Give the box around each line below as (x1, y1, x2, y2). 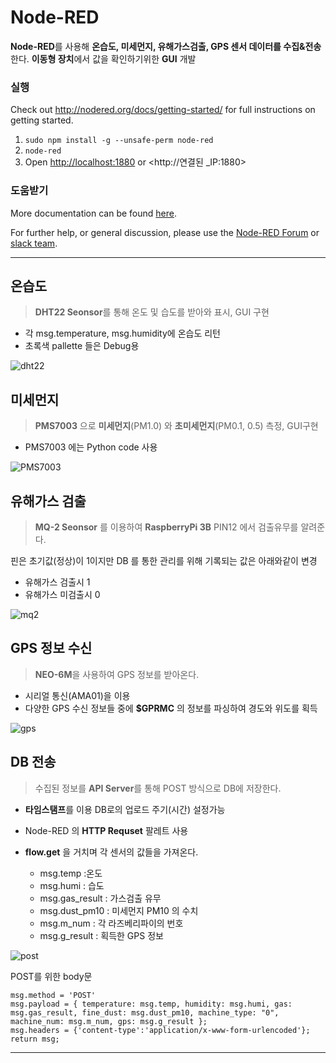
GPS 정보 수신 (10, 640, 93, 657)
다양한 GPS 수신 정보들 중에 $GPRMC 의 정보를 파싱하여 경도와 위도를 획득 (24, 702, 318, 714)
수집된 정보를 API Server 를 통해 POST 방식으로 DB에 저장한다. (34, 782, 282, 794)
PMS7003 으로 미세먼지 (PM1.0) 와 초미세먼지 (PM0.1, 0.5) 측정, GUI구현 (34, 420, 319, 432)
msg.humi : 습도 (39, 879, 105, 891)
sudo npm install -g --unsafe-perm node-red (24, 136, 214, 146)
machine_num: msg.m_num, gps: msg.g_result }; (10, 1016, 208, 1026)
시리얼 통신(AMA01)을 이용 (24, 689, 131, 701)
